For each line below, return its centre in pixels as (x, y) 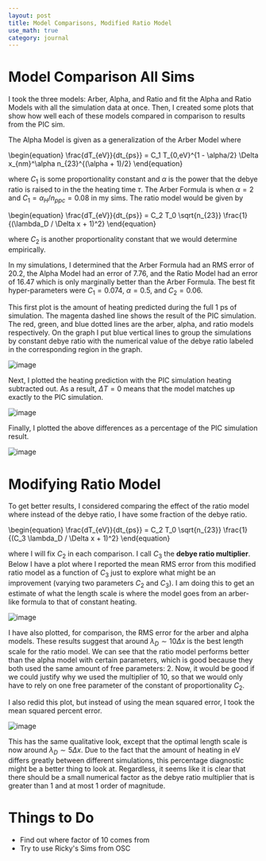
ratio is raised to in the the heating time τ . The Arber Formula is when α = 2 (131, 189)
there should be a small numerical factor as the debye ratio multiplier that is (132, 778)
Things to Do (51, 818)
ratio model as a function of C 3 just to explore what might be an (112, 573)
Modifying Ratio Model (85, 484)
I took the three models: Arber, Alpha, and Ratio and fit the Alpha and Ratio (130, 99)
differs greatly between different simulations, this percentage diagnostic (126, 761)
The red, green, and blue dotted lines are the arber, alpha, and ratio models (131, 324)
